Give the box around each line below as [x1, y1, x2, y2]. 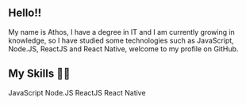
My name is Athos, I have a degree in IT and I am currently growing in [8, 27, 236, 36]
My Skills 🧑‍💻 [8, 67, 71, 81]
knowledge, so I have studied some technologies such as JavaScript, [8, 36, 234, 45]
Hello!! [8, 6, 42, 20]
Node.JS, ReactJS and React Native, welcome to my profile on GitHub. [8, 43, 239, 54]
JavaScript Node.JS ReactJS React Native [8, 88, 146, 97]
